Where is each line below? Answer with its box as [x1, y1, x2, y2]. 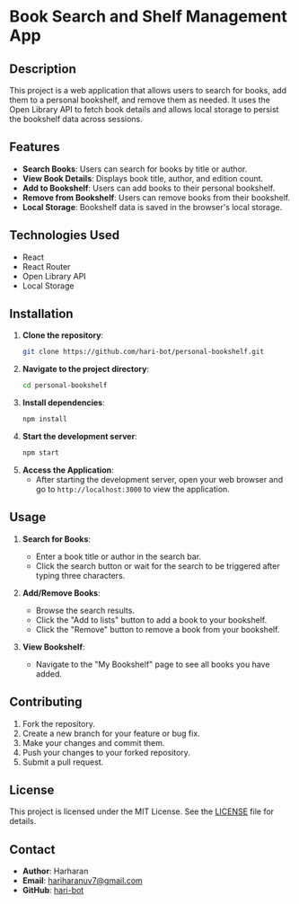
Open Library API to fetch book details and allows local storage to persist [9, 104, 279, 114]
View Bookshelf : [22, 641, 85, 652]
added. [35, 668, 63, 679]
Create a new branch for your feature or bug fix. [22, 728, 200, 739]
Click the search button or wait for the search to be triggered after [35, 560, 280, 572]
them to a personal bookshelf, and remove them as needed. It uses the [9, 94, 271, 105]
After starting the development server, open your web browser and [35, 474, 284, 484]
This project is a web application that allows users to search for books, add [9, 85, 287, 95]
